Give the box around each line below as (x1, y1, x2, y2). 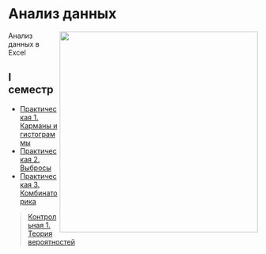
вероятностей (27, 237, 75, 246)
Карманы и (19, 120, 58, 131)
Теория (27, 229, 53, 238)
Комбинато (19, 188, 58, 198)
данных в (8, 39, 40, 48)
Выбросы (19, 163, 51, 172)
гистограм (19, 129, 55, 138)
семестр (8, 83, 54, 97)
